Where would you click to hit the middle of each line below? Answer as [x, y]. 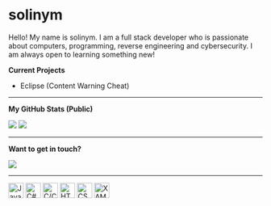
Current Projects [37, 69]
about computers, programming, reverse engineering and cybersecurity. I [130, 45]
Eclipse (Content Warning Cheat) [75, 86]
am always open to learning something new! [82, 54]
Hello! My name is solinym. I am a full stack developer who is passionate [129, 37]
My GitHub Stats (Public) [51, 109]
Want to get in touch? [45, 149]
